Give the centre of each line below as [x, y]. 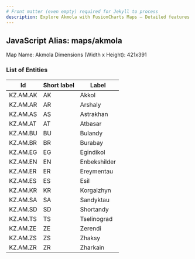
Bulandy [91, 133]
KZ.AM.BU [23, 133]
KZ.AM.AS [23, 114]
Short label [59, 85]
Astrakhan [94, 114]
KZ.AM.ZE [23, 228]
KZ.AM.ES [23, 180]
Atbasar [91, 124]
